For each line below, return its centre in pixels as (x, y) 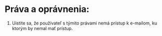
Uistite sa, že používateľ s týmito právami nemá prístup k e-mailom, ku (84, 23)
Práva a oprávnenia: (47, 9)
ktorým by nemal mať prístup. (42, 28)
